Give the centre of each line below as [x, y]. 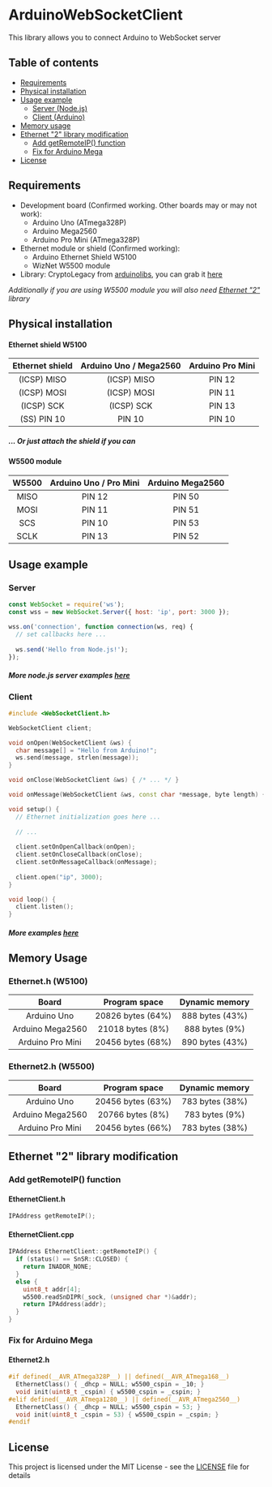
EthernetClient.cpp [41, 1234]
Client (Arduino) [59, 117]
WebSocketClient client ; [50, 728]
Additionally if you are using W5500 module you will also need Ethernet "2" [134, 290]
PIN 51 [186, 509]
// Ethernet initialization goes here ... [88, 817]
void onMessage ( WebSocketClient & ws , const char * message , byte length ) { [137, 795]
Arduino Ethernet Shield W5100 [85, 256]
